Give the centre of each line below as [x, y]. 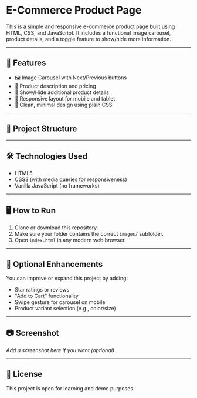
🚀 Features [26, 63]
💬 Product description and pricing [55, 86]
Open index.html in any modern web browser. [70, 240]
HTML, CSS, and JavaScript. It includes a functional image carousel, [89, 32]
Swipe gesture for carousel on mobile [60, 302]
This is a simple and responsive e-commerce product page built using [91, 26]
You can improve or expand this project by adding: [67, 278]
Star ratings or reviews [42, 290]
